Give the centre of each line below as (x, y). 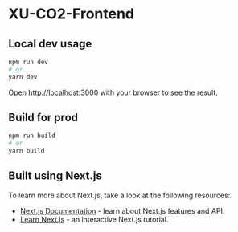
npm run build (32, 136)
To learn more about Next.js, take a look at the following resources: (119, 195)
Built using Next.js (55, 176)
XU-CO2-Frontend (72, 14)
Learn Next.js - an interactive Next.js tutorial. (94, 219)
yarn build (27, 151)
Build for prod (43, 118)
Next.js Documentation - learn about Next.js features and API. (122, 210)
